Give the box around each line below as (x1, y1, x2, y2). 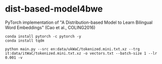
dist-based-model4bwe (5, 3, 103, 15)
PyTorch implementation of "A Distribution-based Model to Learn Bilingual (5, 19, 153, 25)
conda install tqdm (5, 38, 45, 43)
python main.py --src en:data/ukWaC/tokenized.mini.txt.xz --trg (5, 47, 140, 51)
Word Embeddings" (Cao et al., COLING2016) (5, 24, 96, 30)
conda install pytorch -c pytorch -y (5, 34, 81, 39)
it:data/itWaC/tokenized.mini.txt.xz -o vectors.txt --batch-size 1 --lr (5, 51, 158, 56)
